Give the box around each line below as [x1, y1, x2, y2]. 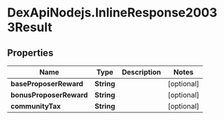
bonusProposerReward [10, 90, 88, 99]
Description [121, 68, 161, 77]
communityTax [10, 101, 61, 111]
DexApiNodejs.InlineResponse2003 [7, 5, 218, 21]
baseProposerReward [10, 79, 84, 88]
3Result [7, 19, 53, 35]
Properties [7, 47, 54, 59]
